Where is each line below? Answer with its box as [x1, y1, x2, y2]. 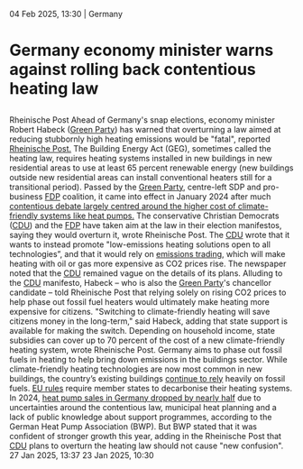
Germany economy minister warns [9, 41, 274, 60]
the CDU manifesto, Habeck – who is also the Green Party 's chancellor [9, 277, 272, 288]
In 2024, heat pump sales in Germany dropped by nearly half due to [9, 392, 262, 403]
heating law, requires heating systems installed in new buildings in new [9, 152, 273, 163]
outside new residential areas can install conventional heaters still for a [9, 171, 272, 182]
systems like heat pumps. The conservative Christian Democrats [40, 210, 280, 221]
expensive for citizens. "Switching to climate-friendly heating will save [9, 306, 271, 317]
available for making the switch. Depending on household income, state [9, 325, 275, 336]
